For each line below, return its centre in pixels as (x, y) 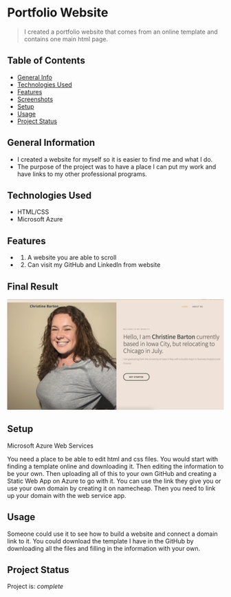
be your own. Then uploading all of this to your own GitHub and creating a (112, 473)
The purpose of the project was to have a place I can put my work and (117, 166)
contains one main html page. (66, 39)
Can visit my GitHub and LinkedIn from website (94, 265)
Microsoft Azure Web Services (51, 446)
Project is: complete (35, 587)
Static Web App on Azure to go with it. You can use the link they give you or (114, 481)
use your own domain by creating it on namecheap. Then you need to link (111, 488)
